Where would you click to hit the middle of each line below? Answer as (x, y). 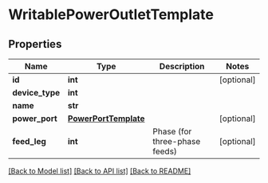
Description (182, 66)
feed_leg (29, 141)
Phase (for (172, 131)
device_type (36, 93)
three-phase (177, 141)
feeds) (165, 151)
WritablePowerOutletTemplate (111, 15)
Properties (35, 44)
